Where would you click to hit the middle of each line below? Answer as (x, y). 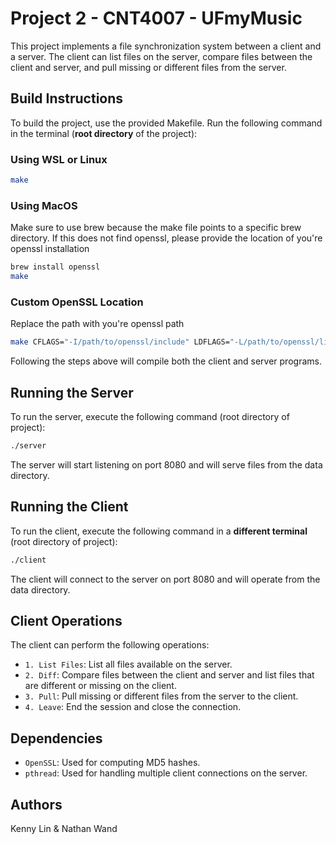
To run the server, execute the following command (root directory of (150, 416)
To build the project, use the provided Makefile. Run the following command (166, 123)
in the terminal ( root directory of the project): (104, 133)
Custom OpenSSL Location (77, 302)
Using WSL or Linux (59, 159)
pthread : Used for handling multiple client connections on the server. (166, 773)
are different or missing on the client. (100, 686)
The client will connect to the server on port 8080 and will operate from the (165, 579)
